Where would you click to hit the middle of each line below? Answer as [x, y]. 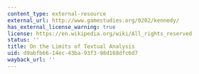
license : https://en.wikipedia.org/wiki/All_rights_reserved [100, 33]
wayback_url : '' [31, 60]
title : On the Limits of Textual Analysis [71, 47]
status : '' [23, 40]
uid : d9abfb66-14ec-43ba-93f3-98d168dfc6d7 [73, 54]
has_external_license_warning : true [61, 27]
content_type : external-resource [57, 14]
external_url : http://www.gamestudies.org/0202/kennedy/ [93, 20]
